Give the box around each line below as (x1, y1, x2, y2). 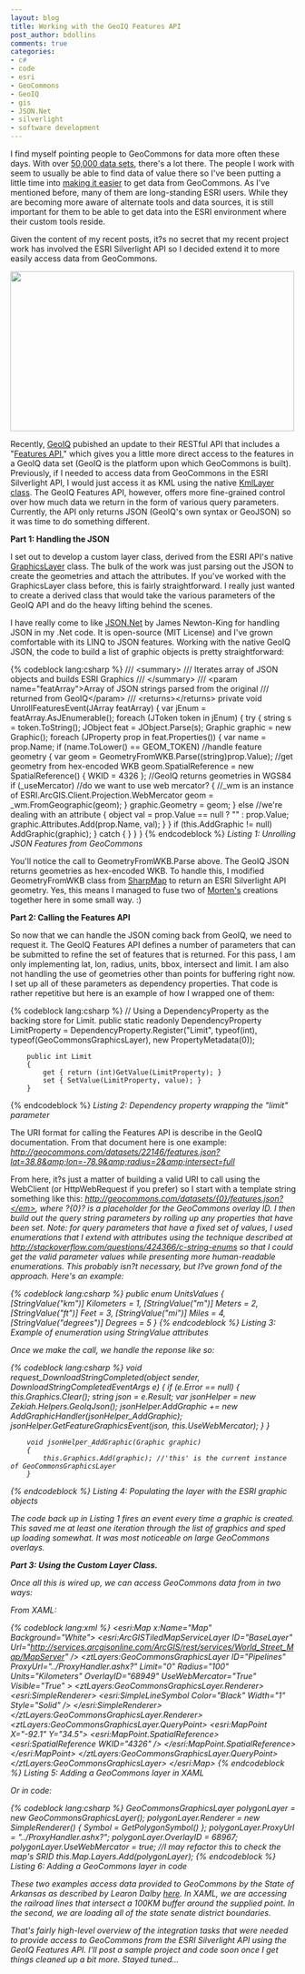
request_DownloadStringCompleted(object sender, (10, 1372, 201, 1382)
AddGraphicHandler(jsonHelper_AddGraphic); (10, 1410, 183, 1421)
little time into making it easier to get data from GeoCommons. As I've (10, 178, 271, 188)
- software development (10, 124, 101, 133)
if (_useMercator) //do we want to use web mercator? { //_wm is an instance (10, 780, 294, 790)
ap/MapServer (10, 1652, 65, 1662)
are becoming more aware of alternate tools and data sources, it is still (10, 197, 274, 208)
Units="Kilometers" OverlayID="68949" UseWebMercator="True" (10, 1671, 257, 1681)
